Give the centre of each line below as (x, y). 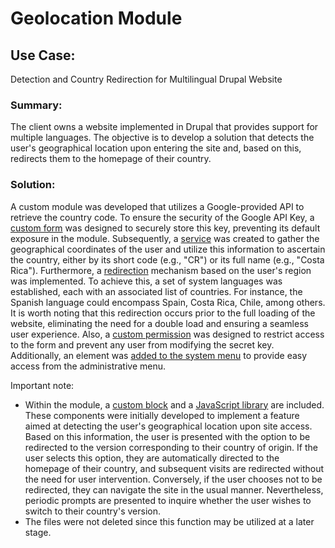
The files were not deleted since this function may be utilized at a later (169, 521)
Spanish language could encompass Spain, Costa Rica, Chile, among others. (168, 302)
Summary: (36, 105)
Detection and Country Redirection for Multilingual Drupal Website (146, 79)
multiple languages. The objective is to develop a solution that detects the (162, 138)
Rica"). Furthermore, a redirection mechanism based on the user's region (161, 270)
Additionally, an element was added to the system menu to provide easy (159, 355)
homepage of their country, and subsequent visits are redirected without (174, 468)
